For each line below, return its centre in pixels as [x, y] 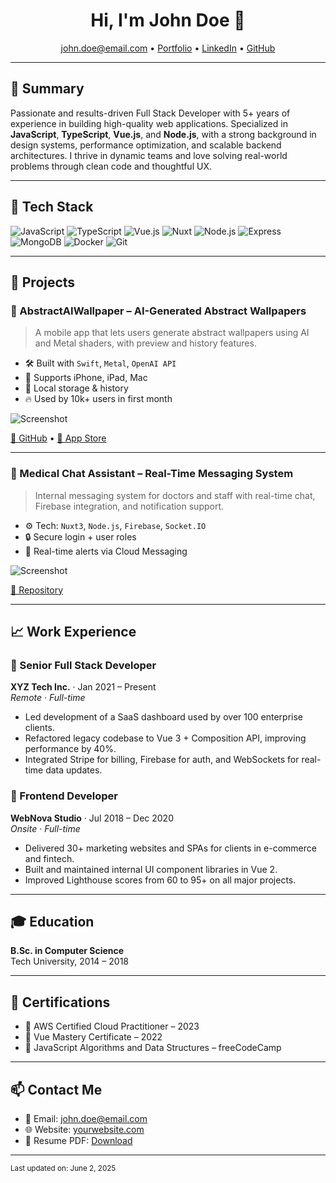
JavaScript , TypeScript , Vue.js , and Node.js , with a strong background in [163, 134]
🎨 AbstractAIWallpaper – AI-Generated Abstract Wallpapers [158, 311]
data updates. [74, 770]
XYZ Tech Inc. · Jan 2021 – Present [83, 687]
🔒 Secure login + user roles [80, 536]
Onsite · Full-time [45, 828]
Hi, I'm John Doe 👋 [168, 20]
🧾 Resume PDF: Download [78, 1140]
